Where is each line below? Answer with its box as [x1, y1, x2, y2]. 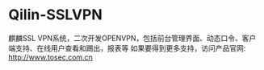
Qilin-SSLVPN [8, 6, 103, 24]
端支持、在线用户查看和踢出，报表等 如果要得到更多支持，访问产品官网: [8, 43, 246, 53]
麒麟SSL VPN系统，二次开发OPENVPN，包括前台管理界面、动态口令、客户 [8, 33, 257, 43]
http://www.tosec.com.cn [8, 52, 93, 62]
